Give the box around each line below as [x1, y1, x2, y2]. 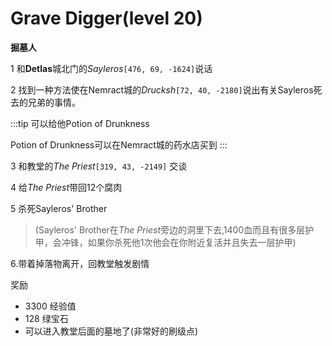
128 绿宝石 [24, 312, 69, 324]
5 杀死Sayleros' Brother [10, 202, 108, 214]
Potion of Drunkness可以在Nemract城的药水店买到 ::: [10, 138, 228, 151]
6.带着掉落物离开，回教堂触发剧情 [10, 257, 150, 269]
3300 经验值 [24, 300, 77, 312]
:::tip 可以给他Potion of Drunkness [10, 117, 150, 129]
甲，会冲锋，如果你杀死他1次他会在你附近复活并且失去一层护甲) [34, 236, 297, 248]
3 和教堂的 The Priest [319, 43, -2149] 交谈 [10, 160, 188, 172]
